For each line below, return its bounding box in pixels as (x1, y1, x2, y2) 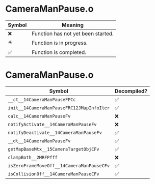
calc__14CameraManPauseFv (8, 113, 71, 119)
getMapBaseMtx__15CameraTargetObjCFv (8, 146, 99, 152)
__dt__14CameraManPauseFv (8, 138, 71, 144)
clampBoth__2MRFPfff (8, 155, 58, 160)
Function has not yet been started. (31, 30, 114, 37)
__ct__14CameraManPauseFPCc (8, 97, 76, 102)
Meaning (62, 21, 84, 28)
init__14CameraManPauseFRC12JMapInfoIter (8, 105, 110, 111)
